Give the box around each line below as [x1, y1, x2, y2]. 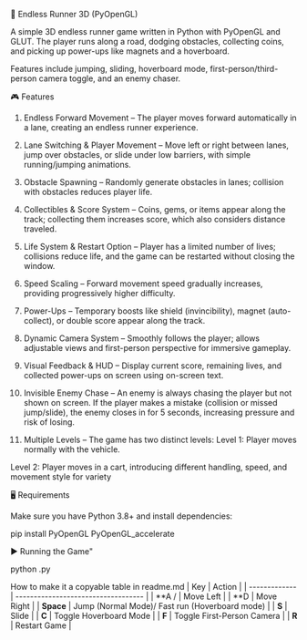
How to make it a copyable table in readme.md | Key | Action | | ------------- [10, 582, 297, 592]
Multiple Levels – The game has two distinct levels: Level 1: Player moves [23, 434, 297, 445]
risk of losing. [23, 417, 76, 428]
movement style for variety [10, 471, 112, 482]
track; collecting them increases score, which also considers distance [23, 214, 286, 224]
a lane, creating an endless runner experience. [23, 122, 199, 132]
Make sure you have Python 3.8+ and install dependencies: [10, 511, 233, 521]
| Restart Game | [10, 620, 72, 631]
